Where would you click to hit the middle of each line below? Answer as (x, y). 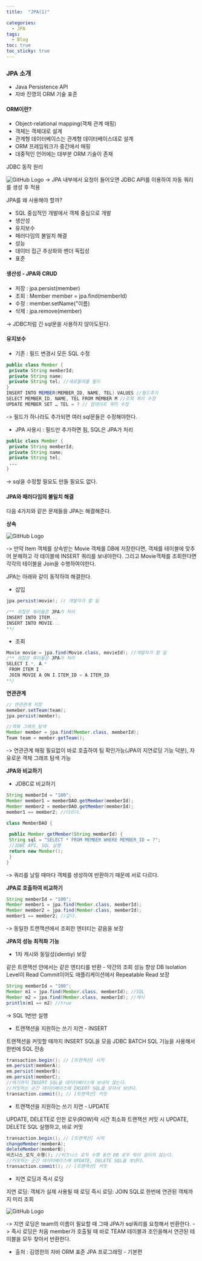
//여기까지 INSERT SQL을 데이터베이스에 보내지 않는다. (67, 1083)
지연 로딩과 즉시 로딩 (39, 1179)
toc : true (19, 45)
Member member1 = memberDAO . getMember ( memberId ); (70, 800)
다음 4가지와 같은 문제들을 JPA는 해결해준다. (59, 511)
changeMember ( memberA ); (36, 1144)
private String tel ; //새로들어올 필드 (55, 382)
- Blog (20, 40)
